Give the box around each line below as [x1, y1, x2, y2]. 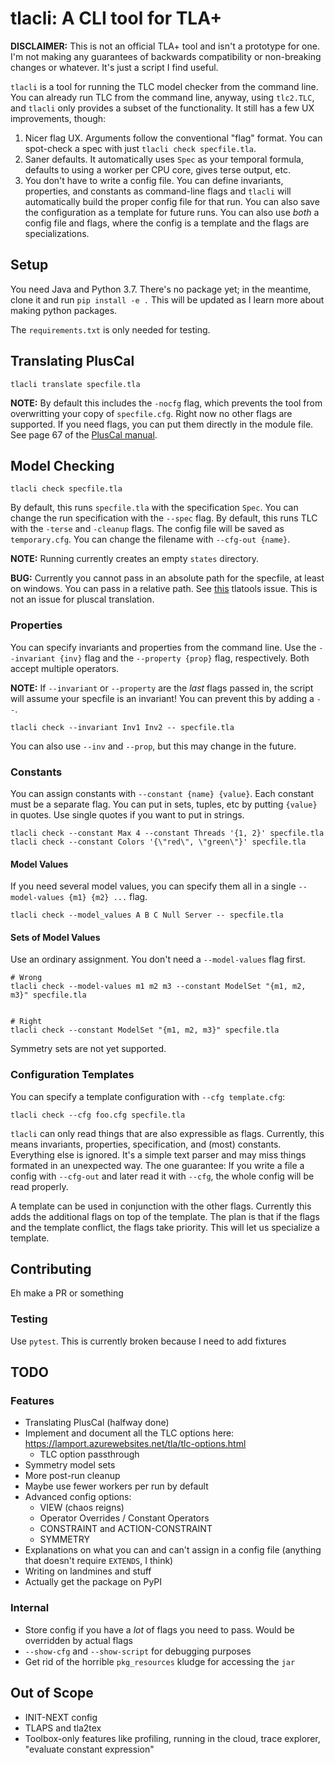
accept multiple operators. [10, 662, 120, 674]
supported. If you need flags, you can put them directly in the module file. [10, 418, 314, 430]
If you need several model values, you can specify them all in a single [10, 880, 297, 892]
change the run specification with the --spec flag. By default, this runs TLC [10, 512, 318, 524]
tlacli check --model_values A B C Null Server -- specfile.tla [10, 910, 284, 921]
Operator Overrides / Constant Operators [39, 1512, 210, 1524]
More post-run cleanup [24, 1470, 121, 1482]
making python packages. [10, 304, 118, 316]
